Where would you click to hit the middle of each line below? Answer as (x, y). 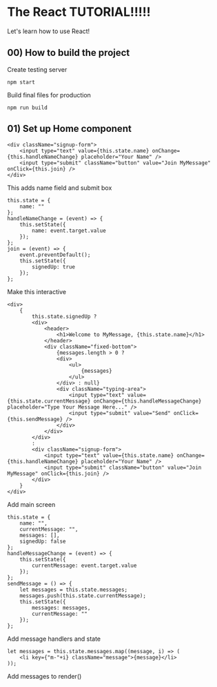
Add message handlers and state (54, 639)
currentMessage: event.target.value (84, 565)
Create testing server (37, 69)
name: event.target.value (69, 231)
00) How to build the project (69, 53)
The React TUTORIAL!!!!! (79, 12)
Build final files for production (49, 95)
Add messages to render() (44, 676)
